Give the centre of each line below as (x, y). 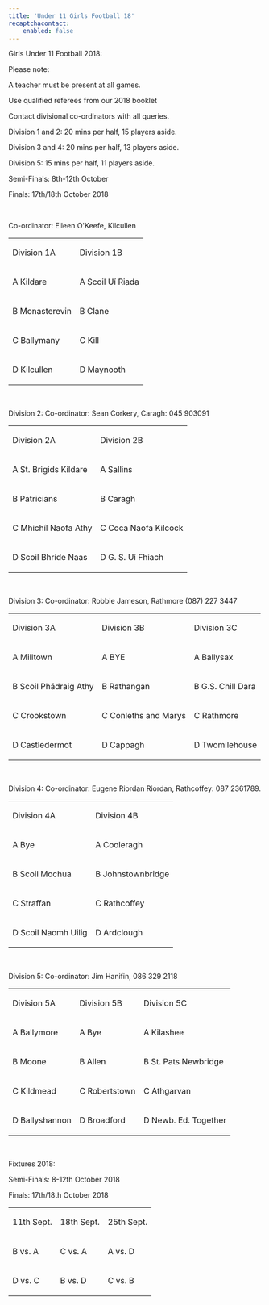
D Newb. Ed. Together (185, 1120)
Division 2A (34, 441)
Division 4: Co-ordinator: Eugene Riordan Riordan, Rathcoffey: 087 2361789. (135, 788)
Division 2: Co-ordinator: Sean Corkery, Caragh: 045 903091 (109, 413)
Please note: (29, 69)
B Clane (94, 312)
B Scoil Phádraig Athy (53, 687)
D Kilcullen (33, 370)
